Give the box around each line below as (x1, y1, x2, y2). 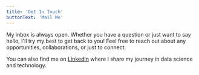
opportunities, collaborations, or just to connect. (6, 43, 126, 51)
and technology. (6, 61, 47, 69)
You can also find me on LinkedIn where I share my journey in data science (6, 55, 193, 62)
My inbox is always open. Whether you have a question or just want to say (6, 31, 192, 38)
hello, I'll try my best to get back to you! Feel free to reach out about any (6, 37, 186, 44)
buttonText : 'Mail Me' (6, 14, 64, 20)
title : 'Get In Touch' (6, 8, 64, 15)
